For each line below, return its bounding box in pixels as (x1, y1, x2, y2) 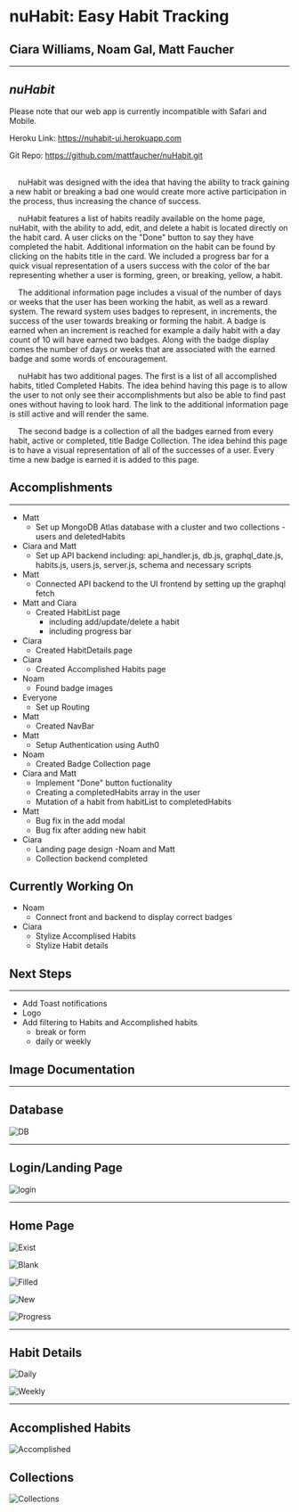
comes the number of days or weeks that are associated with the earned (9, 343, 276, 354)
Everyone (21, 692, 58, 703)
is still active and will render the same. (9, 408, 149, 419)
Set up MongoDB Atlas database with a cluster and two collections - (35, 522, 287, 532)
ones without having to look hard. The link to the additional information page (9, 399, 289, 409)
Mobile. (9, 115, 37, 126)
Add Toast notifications (21, 998, 109, 1009)
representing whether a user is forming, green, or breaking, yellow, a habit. (9, 269, 283, 280)
